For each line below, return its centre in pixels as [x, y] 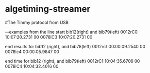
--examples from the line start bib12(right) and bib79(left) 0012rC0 [71, 32]
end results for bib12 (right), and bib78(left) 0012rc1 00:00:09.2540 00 [75, 46]
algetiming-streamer [48, 9]
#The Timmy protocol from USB [37, 22]
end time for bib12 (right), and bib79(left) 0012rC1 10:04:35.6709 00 [73, 61]
